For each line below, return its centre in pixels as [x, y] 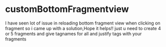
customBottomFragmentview [67, 9]
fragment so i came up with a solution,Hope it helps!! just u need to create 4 [83, 28]
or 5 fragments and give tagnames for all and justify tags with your [74, 33]
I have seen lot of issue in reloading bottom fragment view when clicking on [83, 23]
